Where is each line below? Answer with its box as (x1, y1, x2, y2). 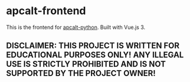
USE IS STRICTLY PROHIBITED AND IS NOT (6, 59, 166, 69)
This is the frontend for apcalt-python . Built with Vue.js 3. (6, 24, 146, 31)
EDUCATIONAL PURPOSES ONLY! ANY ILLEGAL (6, 50, 184, 60)
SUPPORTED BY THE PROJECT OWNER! (6, 68, 156, 78)
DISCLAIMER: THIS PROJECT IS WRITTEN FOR (6, 41, 180, 51)
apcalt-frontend (6, 4, 87, 18)
